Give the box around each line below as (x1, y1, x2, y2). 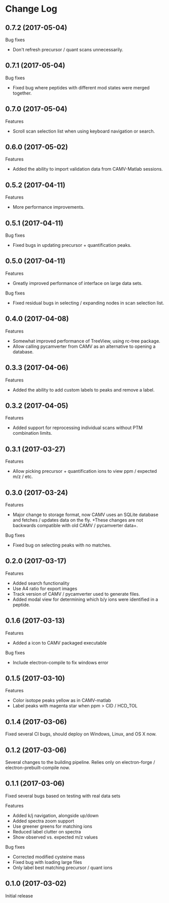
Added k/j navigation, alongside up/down (12, 812, 99, 818)
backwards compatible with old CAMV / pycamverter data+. (12, 522, 138, 528)
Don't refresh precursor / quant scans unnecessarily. (12, 47, 123, 52)
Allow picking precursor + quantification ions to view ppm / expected (12, 468, 157, 474)
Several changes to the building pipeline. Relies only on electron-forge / (5, 759, 155, 765)
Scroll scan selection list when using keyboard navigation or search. (12, 128, 155, 134)
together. (12, 90, 32, 96)
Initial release (5, 892, 33, 899)
